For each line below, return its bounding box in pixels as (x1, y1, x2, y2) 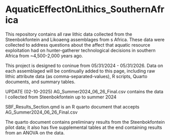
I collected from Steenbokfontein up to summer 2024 (5, 94, 117, 100)
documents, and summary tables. (5, 79, 75, 85)
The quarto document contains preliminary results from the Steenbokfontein (5, 119, 165, 125)
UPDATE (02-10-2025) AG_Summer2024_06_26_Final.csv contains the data (5, 88, 164, 94)
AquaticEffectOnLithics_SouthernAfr (5, 4, 164, 15)
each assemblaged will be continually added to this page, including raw (5, 67, 155, 74)
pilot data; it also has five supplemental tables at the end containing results (5, 124, 162, 130)
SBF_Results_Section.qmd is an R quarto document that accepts (5, 103, 140, 110)
